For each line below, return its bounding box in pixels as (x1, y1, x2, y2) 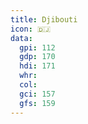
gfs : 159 (19, 98, 56, 108)
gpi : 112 (19, 42, 56, 53)
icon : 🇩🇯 (10, 24, 52, 34)
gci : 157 (19, 89, 56, 99)
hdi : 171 (19, 61, 56, 71)
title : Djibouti (10, 14, 78, 25)
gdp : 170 (19, 52, 56, 62)
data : (10, 33, 33, 43)
